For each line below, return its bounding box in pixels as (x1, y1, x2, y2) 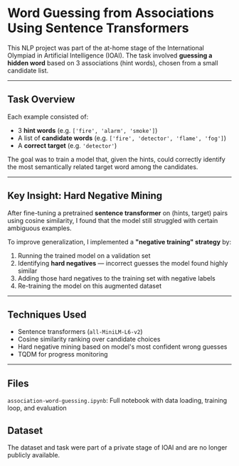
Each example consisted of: (7, 112, 89, 121)
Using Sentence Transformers (7, 20, 189, 36)
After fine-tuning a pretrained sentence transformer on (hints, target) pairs (7, 208, 228, 217)
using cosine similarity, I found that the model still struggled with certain (7, 216, 218, 224)
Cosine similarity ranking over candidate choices (17, 335, 161, 344)
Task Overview (7, 94, 75, 106)
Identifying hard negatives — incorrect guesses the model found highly (17, 259, 228, 267)
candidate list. (7, 66, 48, 75)
